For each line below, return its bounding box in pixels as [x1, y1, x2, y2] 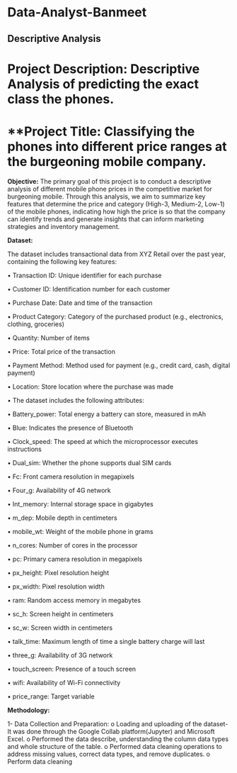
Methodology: [7, 706, 50, 714]
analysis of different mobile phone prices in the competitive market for [7, 184, 212, 193]
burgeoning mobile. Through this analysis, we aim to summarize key [7, 192, 206, 201]
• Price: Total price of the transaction [7, 347, 115, 355]
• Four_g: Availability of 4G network [7, 486, 111, 494]
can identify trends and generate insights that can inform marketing [7, 214, 204, 223]
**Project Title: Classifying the [7, 123, 195, 139]
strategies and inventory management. [7, 222, 120, 230]
